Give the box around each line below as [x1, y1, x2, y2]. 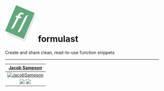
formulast [38, 34, 79, 45]
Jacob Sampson [8, 65, 42, 71]
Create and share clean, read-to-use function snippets [5, 49, 115, 55]
